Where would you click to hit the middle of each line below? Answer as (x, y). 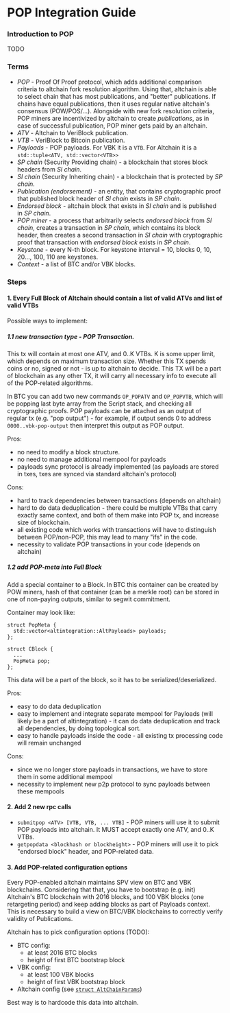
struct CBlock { (30, 649)
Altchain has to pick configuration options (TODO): (78, 932)
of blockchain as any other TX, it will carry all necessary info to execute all (112, 375)
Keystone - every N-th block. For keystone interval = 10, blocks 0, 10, (114, 249)
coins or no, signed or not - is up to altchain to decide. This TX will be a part (114, 368)
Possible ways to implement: (47, 321)
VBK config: (34, 967)
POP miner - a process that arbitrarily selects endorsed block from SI (114, 220)
